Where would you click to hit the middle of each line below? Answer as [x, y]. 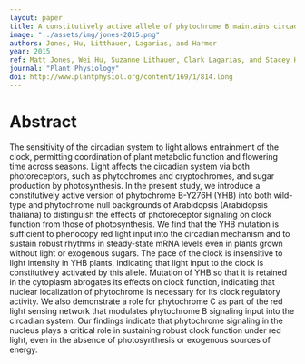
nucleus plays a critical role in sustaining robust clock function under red [145, 330]
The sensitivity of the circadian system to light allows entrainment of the [144, 147]
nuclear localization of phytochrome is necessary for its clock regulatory [145, 291]
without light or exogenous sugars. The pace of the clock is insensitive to [146, 253]
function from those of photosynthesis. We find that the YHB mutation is [144, 224]
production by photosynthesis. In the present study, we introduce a [135, 185]
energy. [24, 349]
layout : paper [36, 18]
